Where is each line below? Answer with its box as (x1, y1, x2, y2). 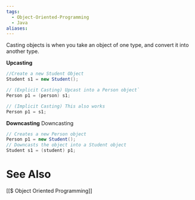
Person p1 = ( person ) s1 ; (6, 93, 70, 99)
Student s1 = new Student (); (6, 77, 79, 82)
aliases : (6, 25, 28, 31)
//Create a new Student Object (6, 71, 84, 77)
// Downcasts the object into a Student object (6, 142, 127, 148)
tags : (6, 8, 20, 15)
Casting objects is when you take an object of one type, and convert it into (6, 42, 189, 49)
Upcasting (6, 59, 33, 66)
